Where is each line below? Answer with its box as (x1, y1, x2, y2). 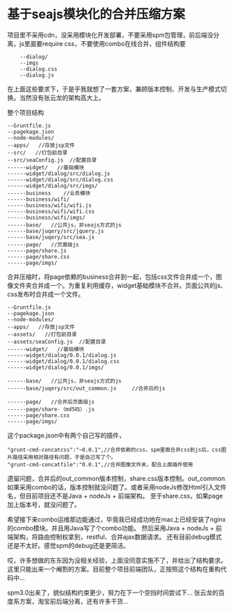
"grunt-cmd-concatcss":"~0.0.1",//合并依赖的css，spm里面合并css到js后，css (7, 446, 221, 453)
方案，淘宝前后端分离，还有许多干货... (19, 597, 129, 605)
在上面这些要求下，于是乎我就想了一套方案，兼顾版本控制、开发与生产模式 (7, 84, 221, 93)
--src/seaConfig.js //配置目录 (7, 156, 97, 164)
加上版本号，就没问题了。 (7, 500, 81, 509)
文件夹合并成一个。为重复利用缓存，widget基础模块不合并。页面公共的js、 (13, 281, 227, 289)
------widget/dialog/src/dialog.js (7, 170, 111, 177)
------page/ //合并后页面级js (7, 398, 95, 405)
